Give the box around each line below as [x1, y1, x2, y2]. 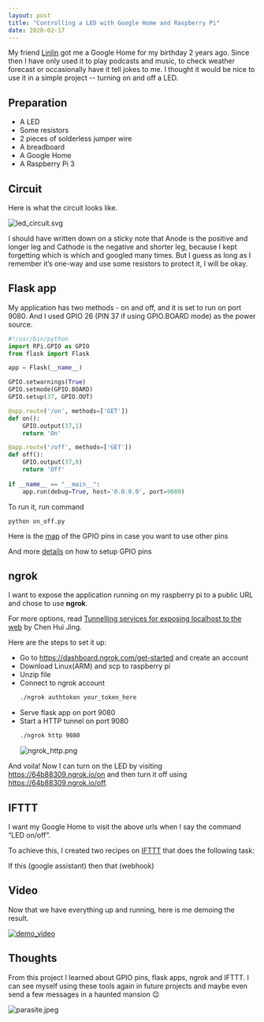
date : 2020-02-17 [8, 26, 65, 34]
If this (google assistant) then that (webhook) [8, 861, 155, 870]
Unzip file [19, 670, 51, 679]
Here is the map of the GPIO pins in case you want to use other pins [8, 531, 229, 540]
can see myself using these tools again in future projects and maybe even [8, 981, 248, 990]
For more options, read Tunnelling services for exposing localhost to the [8, 614, 242, 623]
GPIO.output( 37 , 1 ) [22, 422, 83, 430]
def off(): [8, 451, 44, 459]
